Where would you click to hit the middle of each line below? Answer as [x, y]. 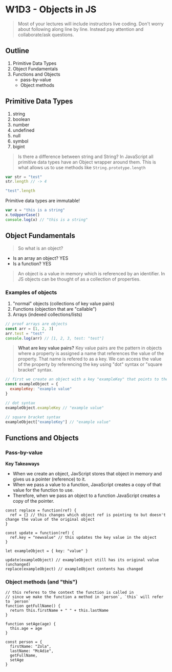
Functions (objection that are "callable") [55, 309]
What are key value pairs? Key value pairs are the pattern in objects [90, 348]
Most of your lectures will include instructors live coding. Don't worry [91, 24]
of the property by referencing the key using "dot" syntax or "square [90, 364]
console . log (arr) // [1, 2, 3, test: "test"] [55, 338]
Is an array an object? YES [40, 258]
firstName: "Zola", [31, 647]
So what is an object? [40, 248]
